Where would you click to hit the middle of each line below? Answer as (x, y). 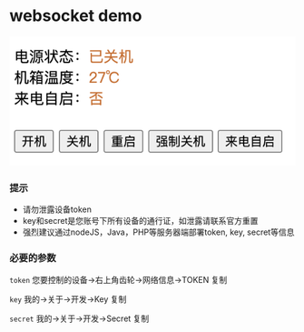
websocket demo (76, 16)
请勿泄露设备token (57, 209)
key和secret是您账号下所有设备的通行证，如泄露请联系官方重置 (140, 221)
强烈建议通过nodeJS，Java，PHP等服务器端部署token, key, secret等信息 (158, 232)
